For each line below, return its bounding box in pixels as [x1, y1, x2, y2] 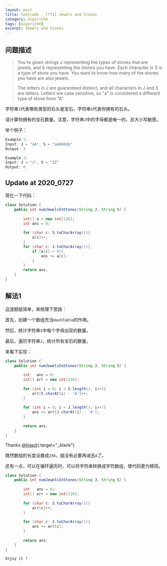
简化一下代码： [5, 192, 36, 198]
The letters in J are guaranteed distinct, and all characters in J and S [17, 84, 158, 90]
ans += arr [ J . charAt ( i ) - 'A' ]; [31, 409, 99, 415]
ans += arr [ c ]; [31, 524, 64, 529]
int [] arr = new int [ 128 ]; [23, 491, 79, 496]
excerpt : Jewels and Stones [5, 26, 64, 31]
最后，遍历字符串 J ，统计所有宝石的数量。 [5, 338, 91, 344]
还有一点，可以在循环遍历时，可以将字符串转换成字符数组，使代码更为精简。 [5, 463, 163, 469]
